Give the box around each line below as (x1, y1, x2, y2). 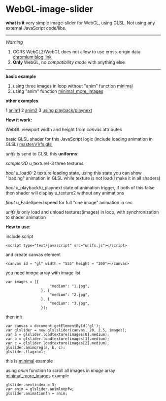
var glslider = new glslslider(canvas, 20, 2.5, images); (5, 328, 127, 332)
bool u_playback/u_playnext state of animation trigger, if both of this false (5, 184, 155, 190)
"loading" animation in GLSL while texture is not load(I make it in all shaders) (5, 175, 161, 181)
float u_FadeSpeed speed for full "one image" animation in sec (5, 199, 133, 205)
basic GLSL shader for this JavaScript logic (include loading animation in (5, 136, 153, 142)
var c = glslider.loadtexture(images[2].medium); (5, 340, 110, 346)
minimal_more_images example (5, 372, 69, 378)
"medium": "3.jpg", (49, 301, 90, 306)
